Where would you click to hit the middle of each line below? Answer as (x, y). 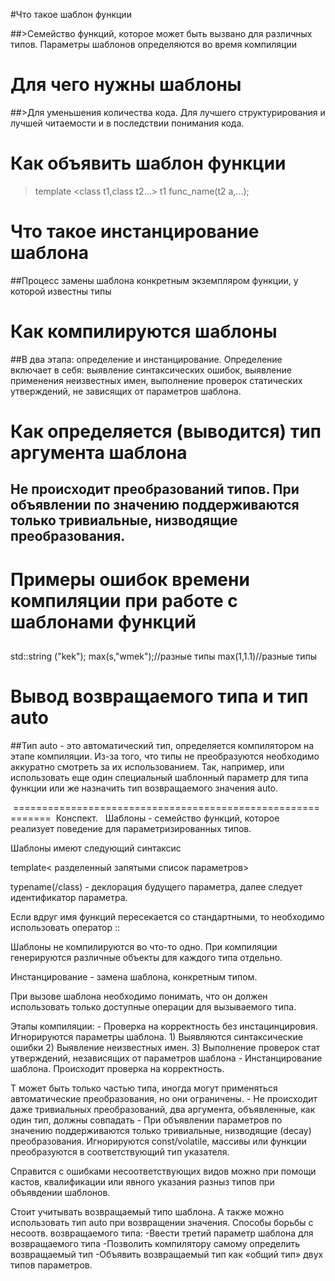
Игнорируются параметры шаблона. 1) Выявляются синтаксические (156, 1036)
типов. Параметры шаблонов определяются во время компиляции (154, 44)
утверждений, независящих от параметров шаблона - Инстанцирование (166, 1058)
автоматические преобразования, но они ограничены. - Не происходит (164, 1098)
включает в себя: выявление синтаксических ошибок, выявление (151, 370)
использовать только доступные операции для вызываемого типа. (153, 1006)
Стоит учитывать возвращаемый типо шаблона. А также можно (147, 1211)
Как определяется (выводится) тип (166, 431)
